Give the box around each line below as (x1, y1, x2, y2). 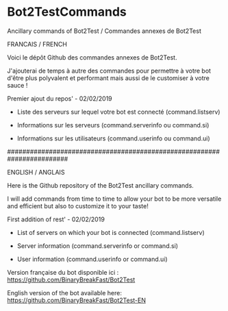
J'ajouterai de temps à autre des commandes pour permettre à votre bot (7, 66, 211, 75)
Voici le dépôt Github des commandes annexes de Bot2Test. (7, 53, 177, 62)
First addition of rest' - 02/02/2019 (7, 215, 105, 223)
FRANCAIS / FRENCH (7, 40, 67, 48)
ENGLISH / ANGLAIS (7, 168, 65, 176)
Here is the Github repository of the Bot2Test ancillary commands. (7, 181, 194, 189)
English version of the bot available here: (7, 288, 122, 297)
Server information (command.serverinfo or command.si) (16, 241, 179, 250)
